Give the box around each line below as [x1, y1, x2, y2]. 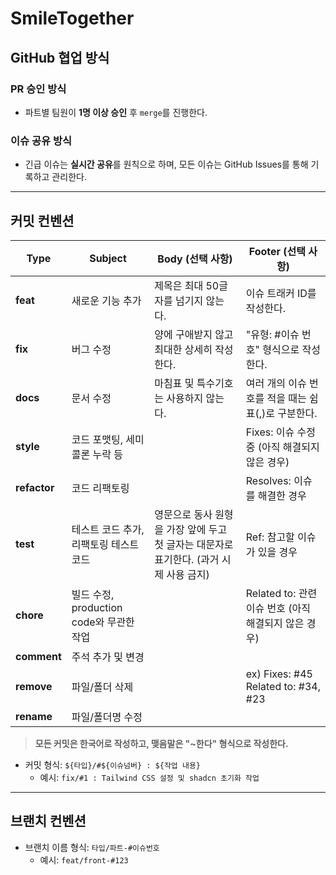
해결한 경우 [257, 488, 307, 502]
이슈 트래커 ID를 [245, 286, 317, 300]
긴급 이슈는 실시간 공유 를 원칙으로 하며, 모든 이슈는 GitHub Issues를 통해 [24, 158, 309, 171]
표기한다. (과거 [154, 552, 220, 566]
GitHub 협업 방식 [10, 49, 110, 66]
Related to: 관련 [245, 586, 318, 600]
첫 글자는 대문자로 [154, 537, 234, 551]
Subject [89, 251, 127, 265]
